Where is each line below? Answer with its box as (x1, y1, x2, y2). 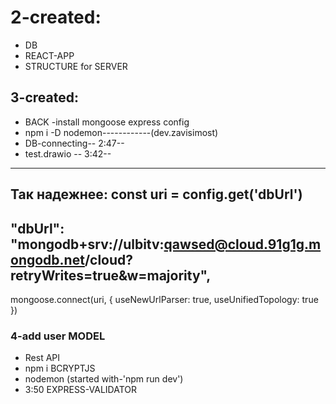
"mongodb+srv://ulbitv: (10, 236, 165, 253)
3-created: (10, 89, 79, 106)
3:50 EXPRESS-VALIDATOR (24, 384, 138, 396)
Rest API (24, 352, 61, 364)
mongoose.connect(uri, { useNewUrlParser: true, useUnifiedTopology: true (10, 293, 319, 305)
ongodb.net (10, 251, 85, 268)
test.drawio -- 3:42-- (24, 147, 112, 160)
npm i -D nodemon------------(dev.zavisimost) (24, 126, 219, 138)
